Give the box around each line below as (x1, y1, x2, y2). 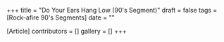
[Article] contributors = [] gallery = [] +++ (6, 27, 127, 35)
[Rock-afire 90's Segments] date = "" (6, 13, 115, 22)
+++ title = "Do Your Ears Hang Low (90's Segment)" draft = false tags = (6, 6, 218, 14)
